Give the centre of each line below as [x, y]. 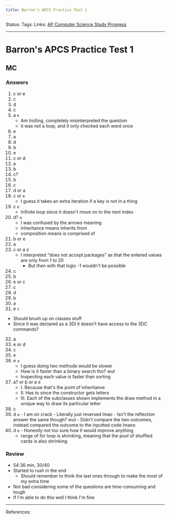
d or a [19, 190]
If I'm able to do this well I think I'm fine [54, 497]
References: [18, 512]
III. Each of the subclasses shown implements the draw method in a [91, 398]
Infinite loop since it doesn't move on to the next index [77, 212]
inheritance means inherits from [54, 228]
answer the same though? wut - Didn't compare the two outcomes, [83, 419]
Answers [17, 82]
